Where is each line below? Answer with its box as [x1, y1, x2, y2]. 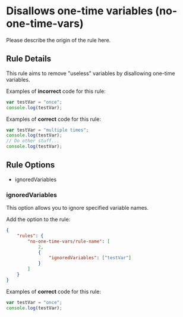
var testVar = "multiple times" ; [6, 127, 89, 133]
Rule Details [6, 54, 52, 64]
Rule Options [6, 160, 55, 170]
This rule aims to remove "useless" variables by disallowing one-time [6, 70, 175, 77]
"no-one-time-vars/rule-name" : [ [27, 238, 111, 244]
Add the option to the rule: [6, 216, 71, 223]
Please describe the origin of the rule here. [6, 36, 111, 43]
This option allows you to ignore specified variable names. [6, 204, 149, 212]
